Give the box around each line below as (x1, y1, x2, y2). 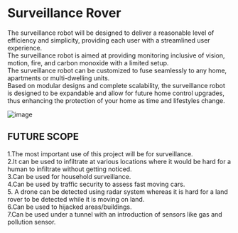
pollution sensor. (7, 217, 56, 226)
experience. (7, 43, 43, 52)
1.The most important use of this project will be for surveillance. (7, 149, 193, 158)
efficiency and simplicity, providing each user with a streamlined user (7, 36, 211, 44)
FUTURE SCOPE (7, 131, 80, 143)
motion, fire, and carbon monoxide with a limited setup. (7, 58, 169, 67)
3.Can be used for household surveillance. (7, 172, 131, 180)
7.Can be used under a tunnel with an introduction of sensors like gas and (7, 210, 222, 218)
